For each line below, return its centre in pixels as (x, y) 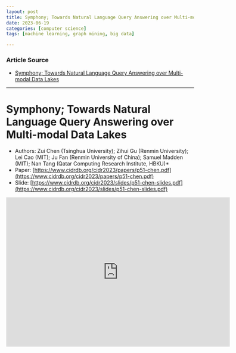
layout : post (22, 12)
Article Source (27, 60)
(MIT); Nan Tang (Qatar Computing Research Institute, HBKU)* (92, 164)
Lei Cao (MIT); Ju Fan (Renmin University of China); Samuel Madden (99, 157)
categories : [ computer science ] (46, 28)
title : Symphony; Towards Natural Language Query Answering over (89, 17)
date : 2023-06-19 (28, 23)
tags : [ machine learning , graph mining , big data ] (70, 34)
